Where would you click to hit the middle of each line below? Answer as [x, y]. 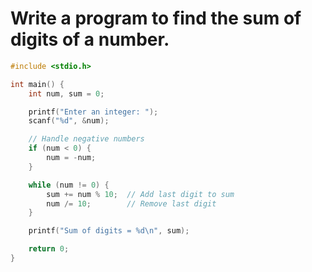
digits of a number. [90, 39]
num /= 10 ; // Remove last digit [131, 203]
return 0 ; [49, 249]
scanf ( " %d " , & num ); [69, 121]
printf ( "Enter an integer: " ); [93, 112]
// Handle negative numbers [86, 139]
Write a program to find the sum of [156, 18]
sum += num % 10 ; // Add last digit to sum [140, 194]
